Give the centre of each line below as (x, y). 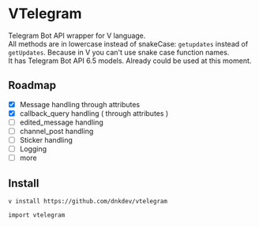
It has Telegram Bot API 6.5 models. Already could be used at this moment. (130, 61)
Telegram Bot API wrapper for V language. (77, 35)
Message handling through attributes (80, 104)
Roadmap (32, 86)
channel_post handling (56, 131)
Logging (33, 149)
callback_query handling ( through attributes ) (94, 113)
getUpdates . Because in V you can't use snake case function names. (119, 52)
